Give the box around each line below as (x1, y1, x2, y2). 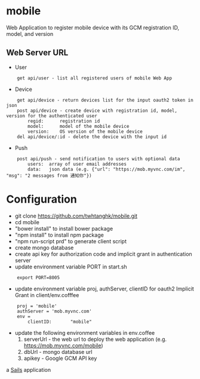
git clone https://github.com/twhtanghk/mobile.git (14, 212, 138, 219)
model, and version (6, 30, 54, 37)
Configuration (6, 192, 78, 206)
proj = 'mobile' (17, 303, 58, 309)
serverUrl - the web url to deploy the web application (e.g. (23, 335, 167, 343)
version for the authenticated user (6, 112, 97, 119)
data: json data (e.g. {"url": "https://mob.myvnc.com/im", (27, 166, 186, 172)
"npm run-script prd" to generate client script (14, 237, 127, 244)
